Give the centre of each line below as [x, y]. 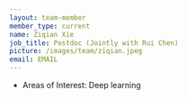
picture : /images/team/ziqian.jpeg [76, 51]
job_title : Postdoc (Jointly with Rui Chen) [94, 43]
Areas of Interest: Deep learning [81, 85]
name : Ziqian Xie [42, 34]
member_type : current [50, 26]
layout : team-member [48, 18]
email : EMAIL [34, 59]
